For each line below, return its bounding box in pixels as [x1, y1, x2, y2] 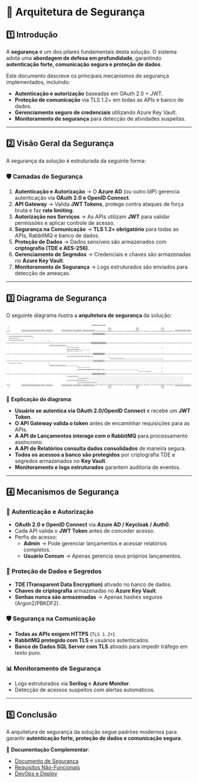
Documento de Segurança [14, 757, 79, 765]
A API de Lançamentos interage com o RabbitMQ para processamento [14, 432, 189, 439]
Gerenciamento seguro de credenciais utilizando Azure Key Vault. [14, 109, 177, 116]
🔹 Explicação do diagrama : [6, 396, 72, 403]
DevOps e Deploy [14, 770, 58, 777]
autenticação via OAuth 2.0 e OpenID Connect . [14, 195, 131, 202]
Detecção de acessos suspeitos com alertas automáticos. [14, 686, 155, 694]
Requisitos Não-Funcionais [14, 763, 81, 771]
